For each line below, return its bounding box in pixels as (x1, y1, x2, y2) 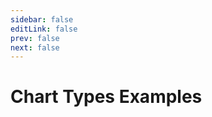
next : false (10, 42, 60, 53)
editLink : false (10, 24, 78, 34)
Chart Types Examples (10, 86, 203, 108)
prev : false (10, 33, 60, 43)
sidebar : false (10, 14, 74, 25)
